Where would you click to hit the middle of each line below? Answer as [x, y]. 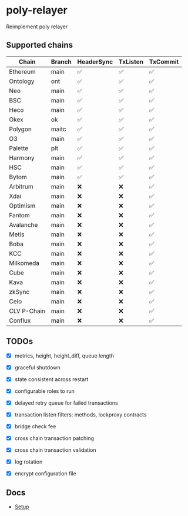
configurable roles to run [44, 391]
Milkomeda [24, 263]
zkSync [19, 292]
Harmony [22, 158]
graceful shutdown [37, 367]
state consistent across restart [51, 379]
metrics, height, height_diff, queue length [64, 355]
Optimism [22, 206]
